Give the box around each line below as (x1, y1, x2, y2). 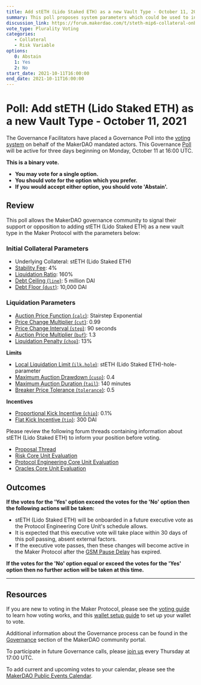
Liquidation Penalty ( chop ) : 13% (14, 338, 92, 345)
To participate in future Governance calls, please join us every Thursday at (6, 648, 190, 655)
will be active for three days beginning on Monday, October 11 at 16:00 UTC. (6, 147, 193, 154)
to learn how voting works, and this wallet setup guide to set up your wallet (6, 612, 191, 619)
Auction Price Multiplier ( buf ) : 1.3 (14, 331, 96, 338)
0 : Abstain (14, 53, 42, 59)
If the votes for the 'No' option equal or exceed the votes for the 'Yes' (6, 560, 181, 567)
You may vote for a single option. (14, 171, 99, 178)
